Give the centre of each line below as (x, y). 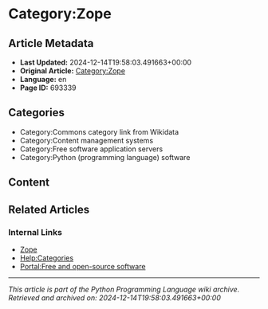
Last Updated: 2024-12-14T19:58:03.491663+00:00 (106, 62)
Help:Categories (47, 258)
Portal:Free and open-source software (83, 266)
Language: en (43, 79)
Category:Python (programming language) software (105, 157)
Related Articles (49, 209)
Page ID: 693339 (48, 88)
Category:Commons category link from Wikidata (99, 131)
